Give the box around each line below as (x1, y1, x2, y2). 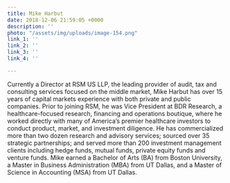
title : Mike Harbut (7, 10, 64, 17)
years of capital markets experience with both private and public (7, 95, 191, 103)
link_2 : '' (7, 42, 39, 49)
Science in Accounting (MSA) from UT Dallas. (7, 168, 137, 176)
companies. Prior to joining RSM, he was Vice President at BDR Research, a (7, 102, 222, 110)
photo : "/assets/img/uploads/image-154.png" (7, 29, 138, 37)
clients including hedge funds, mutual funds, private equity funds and (7, 146, 206, 154)
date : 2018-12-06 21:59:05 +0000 (7, 17, 104, 23)
